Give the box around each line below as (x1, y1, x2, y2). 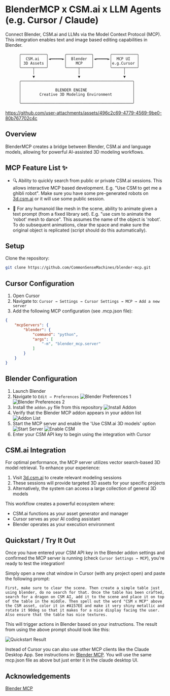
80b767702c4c (5, 115, 38, 121)
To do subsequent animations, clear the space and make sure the (12, 221, 150, 227)
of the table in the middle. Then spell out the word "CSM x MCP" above (5, 599, 162, 604)
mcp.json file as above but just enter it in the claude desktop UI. (5, 657, 139, 663)
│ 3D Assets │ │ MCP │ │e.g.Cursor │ (18, 61, 140, 66)
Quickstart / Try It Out (5, 536, 76, 545)
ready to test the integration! (5, 561, 65, 567)
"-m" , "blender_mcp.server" (41, 341, 101, 346)
